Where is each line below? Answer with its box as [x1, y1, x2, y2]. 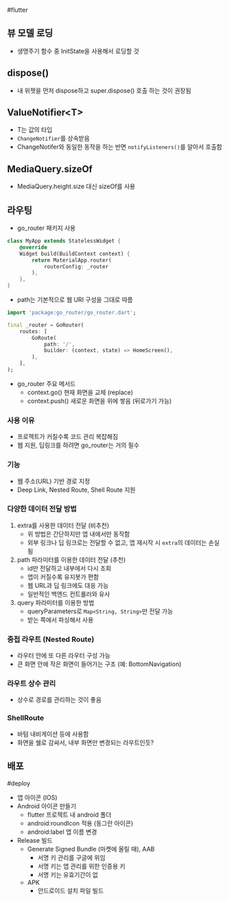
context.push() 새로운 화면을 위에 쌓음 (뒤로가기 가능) [27, 396, 172, 404]
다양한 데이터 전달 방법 [7, 504, 77, 514]
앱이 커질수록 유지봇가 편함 [27, 573, 99, 581]
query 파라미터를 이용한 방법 [16, 598, 95, 606]
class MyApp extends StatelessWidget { [7, 238, 121, 244]
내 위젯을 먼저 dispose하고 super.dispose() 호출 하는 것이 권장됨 [16, 86, 192, 95]
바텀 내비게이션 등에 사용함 [16, 729, 89, 738]
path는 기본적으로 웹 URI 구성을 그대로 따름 [16, 295, 134, 304]
